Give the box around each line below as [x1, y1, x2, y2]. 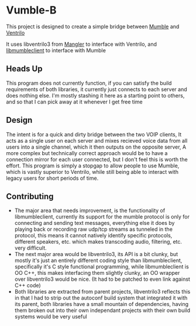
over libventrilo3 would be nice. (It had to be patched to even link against [14, 275, 190, 283]
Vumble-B [6, 4, 57, 17]
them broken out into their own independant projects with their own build [14, 307, 191, 314]
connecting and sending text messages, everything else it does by [14, 220, 175, 227]
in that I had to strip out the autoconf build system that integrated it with [14, 294, 188, 301]
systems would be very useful [14, 313, 87, 320]
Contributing [6, 191, 54, 201]
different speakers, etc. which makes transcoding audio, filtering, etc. [14, 238, 183, 246]
